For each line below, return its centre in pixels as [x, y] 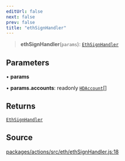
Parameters [28, 63]
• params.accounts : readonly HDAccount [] [56, 88]
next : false [20, 17]
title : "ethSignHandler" [36, 28]
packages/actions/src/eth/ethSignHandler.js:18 [62, 152]
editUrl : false [25, 11]
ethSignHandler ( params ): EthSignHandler [69, 44]
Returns [21, 106]
